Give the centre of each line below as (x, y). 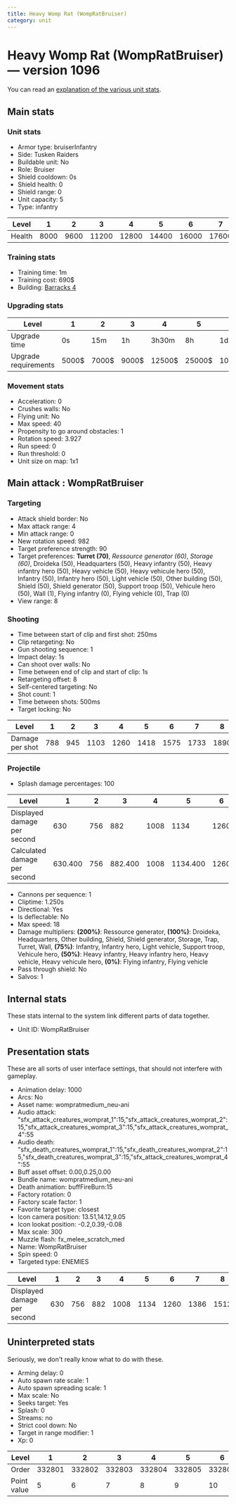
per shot (25, 747)
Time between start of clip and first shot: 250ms (87, 634)
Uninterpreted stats (51, 1342)
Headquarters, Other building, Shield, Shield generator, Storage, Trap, (118, 940)
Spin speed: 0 (38, 1254)
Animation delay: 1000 (50, 1089)
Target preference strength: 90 (62, 548)
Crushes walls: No (44, 409)
